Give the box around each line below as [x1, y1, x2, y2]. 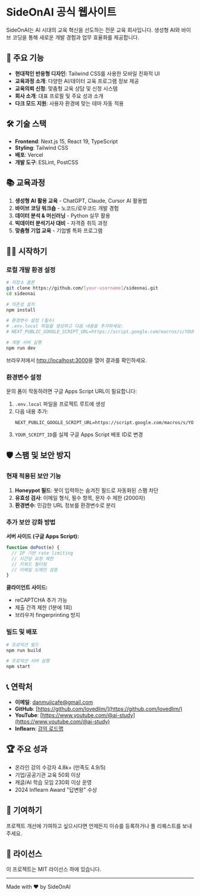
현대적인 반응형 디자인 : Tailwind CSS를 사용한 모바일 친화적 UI [14, 70, 160, 77]
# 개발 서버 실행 [6, 339, 42, 346]
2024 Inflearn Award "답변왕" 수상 [14, 786, 97, 793]
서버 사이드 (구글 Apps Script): [6, 533, 79, 540]
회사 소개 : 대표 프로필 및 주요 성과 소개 [14, 92, 104, 99]
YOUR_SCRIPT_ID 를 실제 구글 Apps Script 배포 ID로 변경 [14, 431, 143, 438]
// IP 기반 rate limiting [11, 550, 73, 556]
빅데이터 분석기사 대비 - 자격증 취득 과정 [14, 220, 108, 227]
